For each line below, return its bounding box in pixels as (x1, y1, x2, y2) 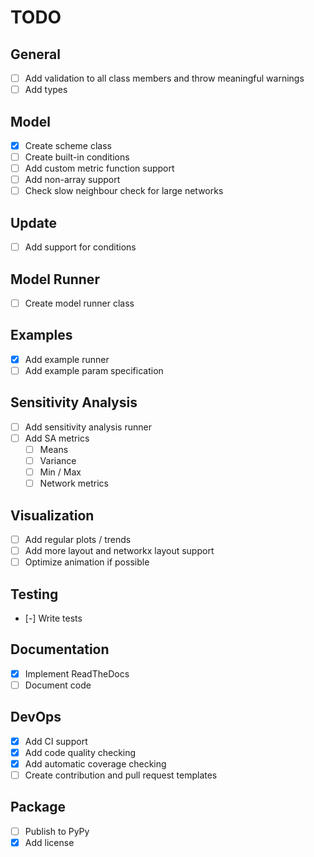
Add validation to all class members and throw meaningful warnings (24, 72, 305, 84)
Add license (24, 836, 75, 848)
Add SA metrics (24, 432, 90, 444)
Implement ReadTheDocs (24, 667, 130, 680)
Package (10, 799, 67, 816)
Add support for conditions (24, 241, 137, 253)
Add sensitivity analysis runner (24, 421, 152, 433)
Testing (10, 586, 59, 603)
